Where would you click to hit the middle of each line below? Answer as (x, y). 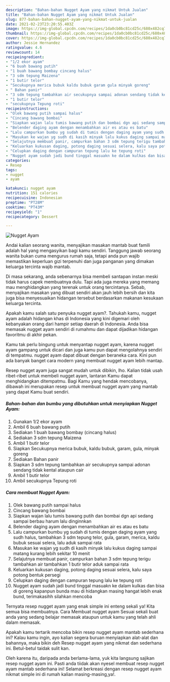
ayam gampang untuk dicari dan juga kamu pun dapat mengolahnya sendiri (84, 350)
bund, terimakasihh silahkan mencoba (52, 596)
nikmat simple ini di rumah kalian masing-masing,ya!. (61, 674)
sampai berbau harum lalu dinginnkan (52, 521)
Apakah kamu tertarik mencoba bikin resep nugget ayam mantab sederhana (85, 632)
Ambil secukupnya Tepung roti (45, 481)
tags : (11, 170)
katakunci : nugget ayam (31, 188)
